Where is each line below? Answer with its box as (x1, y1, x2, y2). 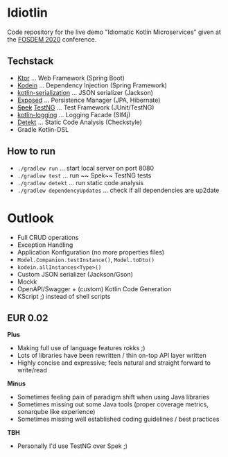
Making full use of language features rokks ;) (17, 344, 146, 352)
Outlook (7, 210, 54, 226)
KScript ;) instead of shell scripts (17, 292, 111, 300)
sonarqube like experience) (17, 408, 96, 416)
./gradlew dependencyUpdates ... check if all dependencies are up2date (17, 186, 220, 194)
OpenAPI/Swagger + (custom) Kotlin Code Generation (17, 284, 172, 293)
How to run (7, 146, 56, 157)
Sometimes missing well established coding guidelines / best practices (17, 415, 220, 424)
